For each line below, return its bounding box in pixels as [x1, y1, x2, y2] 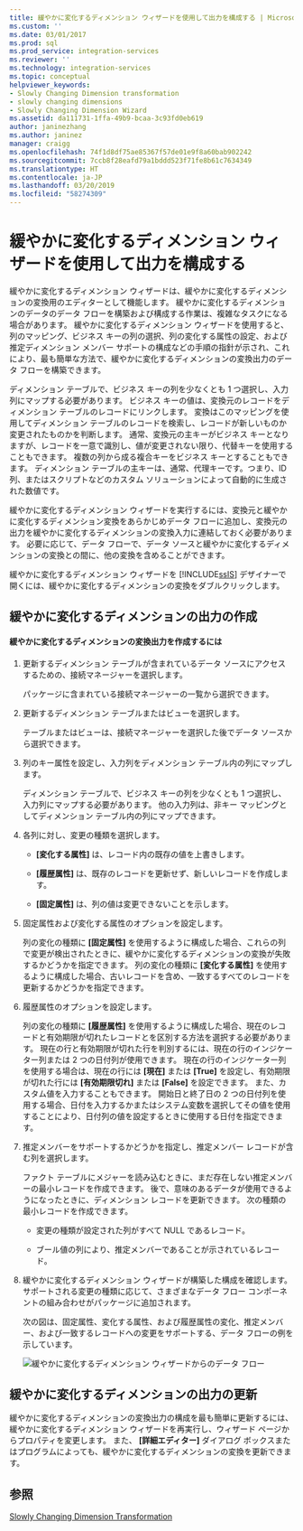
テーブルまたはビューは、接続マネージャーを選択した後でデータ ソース [22, 726, 285, 737]
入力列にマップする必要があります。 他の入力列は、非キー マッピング [22, 798, 280, 809]
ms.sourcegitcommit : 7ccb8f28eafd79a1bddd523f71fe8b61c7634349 [9, 155, 252, 165]
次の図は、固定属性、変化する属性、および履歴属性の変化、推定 [22, 1316, 260, 1327]
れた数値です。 [9, 485, 65, 496]
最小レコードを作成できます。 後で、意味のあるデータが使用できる [38, 1182, 285, 1193]
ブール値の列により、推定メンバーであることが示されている [35, 1244, 257, 1255]
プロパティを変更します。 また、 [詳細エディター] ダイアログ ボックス [16, 1435, 275, 1446]
